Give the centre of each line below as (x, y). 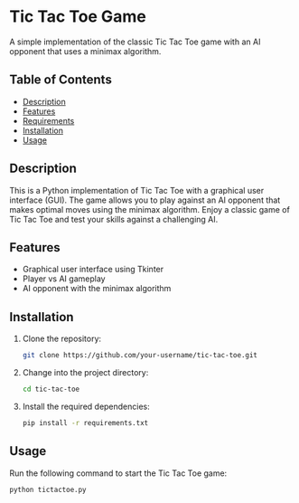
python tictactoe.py (48, 489)
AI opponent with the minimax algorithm (97, 289)
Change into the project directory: (85, 373)
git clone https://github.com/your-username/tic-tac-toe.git (140, 356)
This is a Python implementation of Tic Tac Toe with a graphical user (137, 190)
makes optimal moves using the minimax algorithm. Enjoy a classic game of (150, 209)
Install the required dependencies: (86, 406)
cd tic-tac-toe (51, 389)
